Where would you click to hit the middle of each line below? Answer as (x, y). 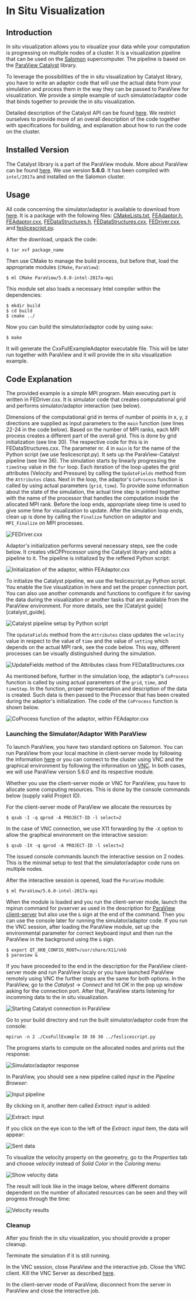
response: (18, 1054)
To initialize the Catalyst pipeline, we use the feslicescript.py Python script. (96, 581)
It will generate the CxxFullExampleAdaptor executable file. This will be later (97, 348)
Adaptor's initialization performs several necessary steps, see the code (92, 546)
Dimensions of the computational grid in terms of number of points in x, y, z (97, 417)
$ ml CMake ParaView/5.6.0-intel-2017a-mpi (60, 278)
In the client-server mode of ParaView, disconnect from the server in (89, 1285)
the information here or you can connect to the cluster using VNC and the (94, 759)
